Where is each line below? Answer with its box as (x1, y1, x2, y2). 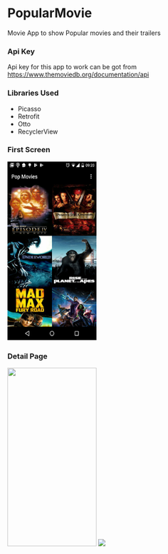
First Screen (7, 145, 51, 155)
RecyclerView (17, 127, 58, 136)
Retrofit (17, 112, 40, 121)
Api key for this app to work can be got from (7, 63, 137, 71)
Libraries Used (7, 88, 59, 98)
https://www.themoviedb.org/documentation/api (7, 70, 149, 79)
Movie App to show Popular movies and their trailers (7, 29, 162, 37)
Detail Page (7, 351, 48, 361)
